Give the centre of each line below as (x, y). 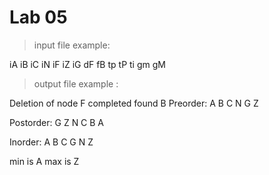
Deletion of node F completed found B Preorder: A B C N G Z (134, 103)
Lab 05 (38, 17)
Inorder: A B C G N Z (51, 142)
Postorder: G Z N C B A (57, 122)
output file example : (76, 83)
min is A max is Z (44, 161)
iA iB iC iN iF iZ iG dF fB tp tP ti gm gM (87, 64)
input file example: (72, 45)
